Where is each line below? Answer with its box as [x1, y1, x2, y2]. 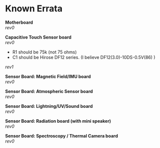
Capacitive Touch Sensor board [5, 34, 72, 40]
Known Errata [5, 3, 63, 14]
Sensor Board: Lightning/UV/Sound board [5, 103, 93, 109]
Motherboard [5, 19, 33, 25]
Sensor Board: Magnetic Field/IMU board [5, 73, 91, 79]
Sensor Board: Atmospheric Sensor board [5, 88, 93, 94]
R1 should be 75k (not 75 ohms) [12, 49, 77, 55]
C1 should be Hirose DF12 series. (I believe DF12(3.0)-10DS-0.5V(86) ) [12, 54, 156, 60]
